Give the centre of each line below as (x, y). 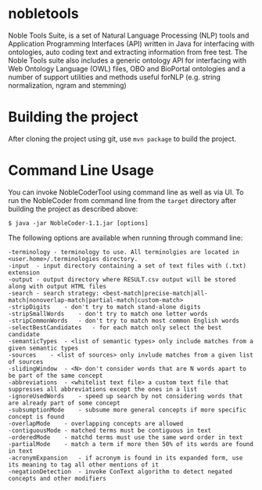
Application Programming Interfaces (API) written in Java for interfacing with (131, 43)
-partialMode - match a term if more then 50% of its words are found (131, 444)
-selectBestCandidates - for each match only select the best (115, 327)
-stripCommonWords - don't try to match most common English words (124, 321)
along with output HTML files (57, 286)
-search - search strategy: (54, 293)
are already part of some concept (65, 403)
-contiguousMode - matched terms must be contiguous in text (110, 430)
